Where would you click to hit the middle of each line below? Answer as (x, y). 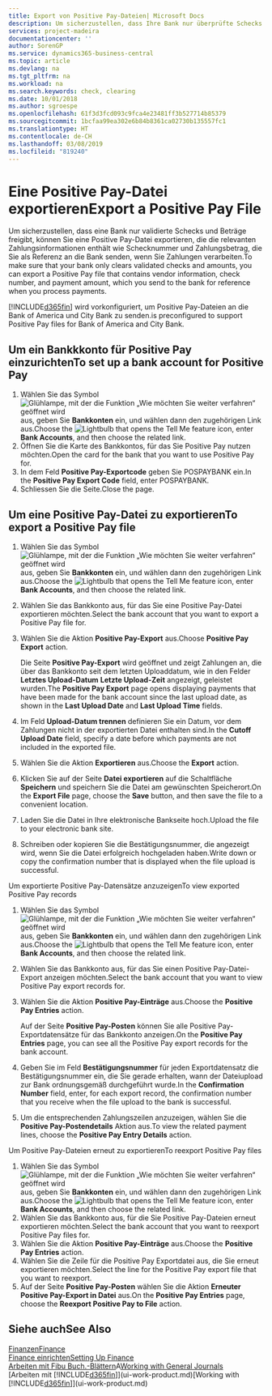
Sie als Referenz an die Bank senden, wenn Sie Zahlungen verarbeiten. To (130, 257)
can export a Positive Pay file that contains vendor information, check (124, 274)
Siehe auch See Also (60, 1329)
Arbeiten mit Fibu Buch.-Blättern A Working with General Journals (116, 1366)
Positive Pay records (42, 894)
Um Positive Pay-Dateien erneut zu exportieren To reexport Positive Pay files (135, 1150)
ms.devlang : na (34, 69)
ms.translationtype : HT (49, 129)
